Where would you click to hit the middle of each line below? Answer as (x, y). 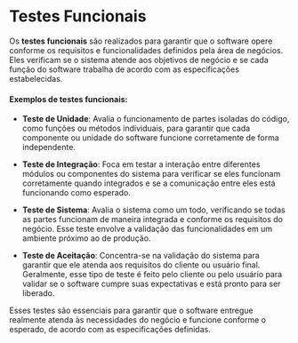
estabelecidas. (36, 78)
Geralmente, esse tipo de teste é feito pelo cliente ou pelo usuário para (152, 275)
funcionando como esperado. (77, 193)
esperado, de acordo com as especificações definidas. (110, 330)
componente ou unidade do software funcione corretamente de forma (151, 138)
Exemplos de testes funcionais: (68, 99)
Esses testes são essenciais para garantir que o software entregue (131, 311)
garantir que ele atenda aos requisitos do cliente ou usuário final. (141, 265)
